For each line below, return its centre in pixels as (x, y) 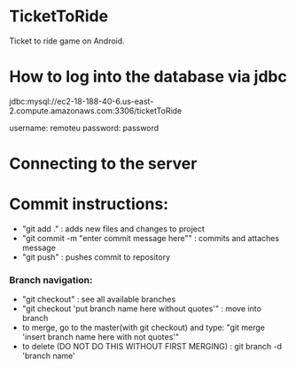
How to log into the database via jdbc (148, 77)
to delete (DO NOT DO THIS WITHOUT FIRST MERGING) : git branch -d (152, 347)
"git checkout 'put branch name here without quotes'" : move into (141, 309)
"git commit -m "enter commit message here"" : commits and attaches (151, 238)
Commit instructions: (89, 204)
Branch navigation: (51, 279)
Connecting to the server (103, 164)
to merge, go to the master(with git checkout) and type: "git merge (144, 328)
